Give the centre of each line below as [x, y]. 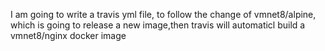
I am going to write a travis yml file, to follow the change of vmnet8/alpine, [163, 14]
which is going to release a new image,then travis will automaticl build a [158, 25]
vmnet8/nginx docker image [68, 35]
